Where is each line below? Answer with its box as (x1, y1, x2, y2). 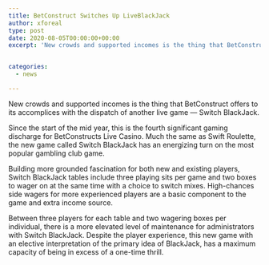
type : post (8, 26, 45, 34)
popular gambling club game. (8, 148, 106, 158)
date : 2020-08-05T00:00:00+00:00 (8, 34, 120, 42)
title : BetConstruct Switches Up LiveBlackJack (8, 11, 171, 20)
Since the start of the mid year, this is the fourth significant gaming (8, 123, 228, 132)
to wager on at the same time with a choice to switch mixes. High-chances (8, 180, 255, 190)
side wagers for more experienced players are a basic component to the (8, 189, 247, 199)
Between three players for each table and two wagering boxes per (8, 213, 227, 223)
